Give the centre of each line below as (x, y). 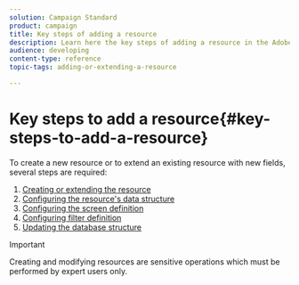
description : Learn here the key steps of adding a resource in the (139, 42)
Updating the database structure (82, 227)
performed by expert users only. (68, 271)
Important (27, 244)
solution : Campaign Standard (63, 17)
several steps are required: (58, 172)
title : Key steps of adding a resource (83, 34)
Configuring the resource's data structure (98, 199)
